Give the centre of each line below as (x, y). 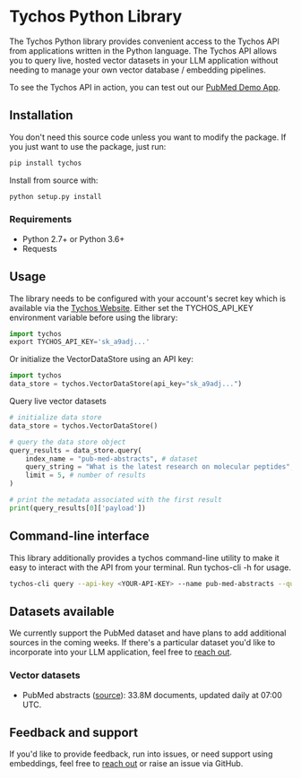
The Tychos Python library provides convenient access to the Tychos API (144, 41)
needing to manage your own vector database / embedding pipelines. (138, 70)
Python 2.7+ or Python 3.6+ (73, 238)
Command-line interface (79, 536)
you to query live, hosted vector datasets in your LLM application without (144, 60)
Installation (41, 115)
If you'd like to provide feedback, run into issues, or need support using (141, 754)
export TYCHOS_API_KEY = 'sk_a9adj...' (80, 342)
